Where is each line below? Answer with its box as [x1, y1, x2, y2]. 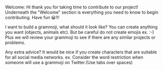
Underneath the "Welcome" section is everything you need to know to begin [5, 9, 159, 15]
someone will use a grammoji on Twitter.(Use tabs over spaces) [5, 60, 133, 65]
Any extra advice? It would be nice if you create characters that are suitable [5, 49, 157, 55]
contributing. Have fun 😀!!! [5, 15, 60, 20]
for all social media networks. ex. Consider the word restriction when [5, 54, 143, 60]
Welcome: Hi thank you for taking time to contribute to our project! [5, 4, 139, 10]
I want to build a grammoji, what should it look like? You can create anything [5, 24, 158, 30]
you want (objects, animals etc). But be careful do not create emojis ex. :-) [5, 29, 154, 35]
